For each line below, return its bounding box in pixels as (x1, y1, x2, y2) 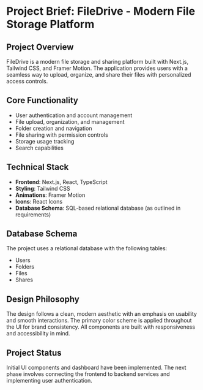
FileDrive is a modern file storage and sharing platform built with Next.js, (6, 58, 188, 65)
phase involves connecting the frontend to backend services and (6, 370, 170, 378)
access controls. (6, 78, 48, 85)
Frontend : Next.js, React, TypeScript (15, 178, 108, 185)
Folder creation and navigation (15, 124, 92, 132)
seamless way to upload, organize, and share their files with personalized (6, 71, 191, 78)
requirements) (15, 210, 51, 218)
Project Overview (6, 42, 74, 52)
